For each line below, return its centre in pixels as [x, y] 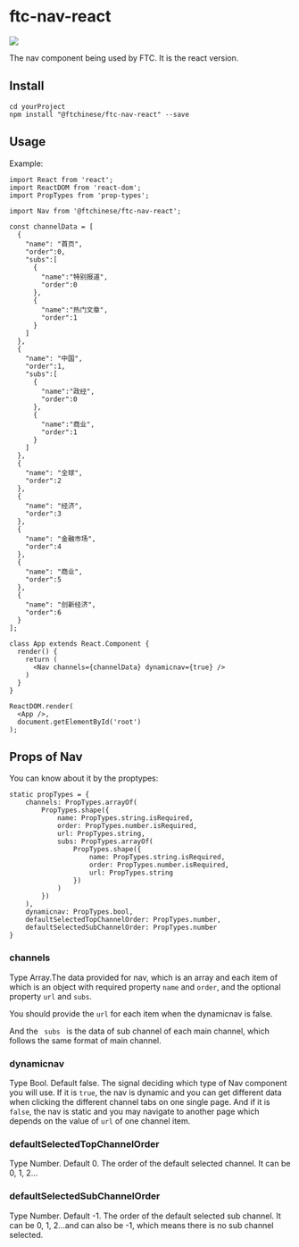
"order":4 [44, 547]
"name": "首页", [54, 244]
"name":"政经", [68, 391]
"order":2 [44, 481]
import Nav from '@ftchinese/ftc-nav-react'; [95, 211]
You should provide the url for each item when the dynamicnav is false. [141, 1013]
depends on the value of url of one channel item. [100, 1121]
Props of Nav [46, 757]
